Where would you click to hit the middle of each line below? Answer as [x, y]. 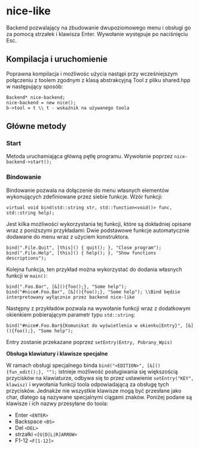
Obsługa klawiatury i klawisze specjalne [57, 353]
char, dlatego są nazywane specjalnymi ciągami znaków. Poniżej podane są [99, 397]
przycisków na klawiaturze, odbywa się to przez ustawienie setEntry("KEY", [100, 378]
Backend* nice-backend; [36, 97]
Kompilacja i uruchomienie [57, 59]
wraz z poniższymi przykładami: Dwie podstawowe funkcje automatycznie [98, 230]
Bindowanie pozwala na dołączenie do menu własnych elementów [88, 190]
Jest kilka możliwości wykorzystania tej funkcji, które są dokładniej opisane [99, 224]
